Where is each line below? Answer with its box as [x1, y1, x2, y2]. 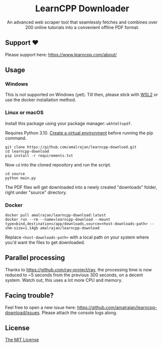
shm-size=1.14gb [5, 226, 38, 231]
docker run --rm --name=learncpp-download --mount [5, 217, 111, 222]
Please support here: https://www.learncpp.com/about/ [5, 52, 117, 57]
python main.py [5, 175, 36, 181]
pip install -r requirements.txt [5, 153, 73, 158]
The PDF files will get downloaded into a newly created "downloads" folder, [5, 184, 158, 190]
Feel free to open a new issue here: [5, 304, 76, 310]
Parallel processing [5, 254, 65, 262]
